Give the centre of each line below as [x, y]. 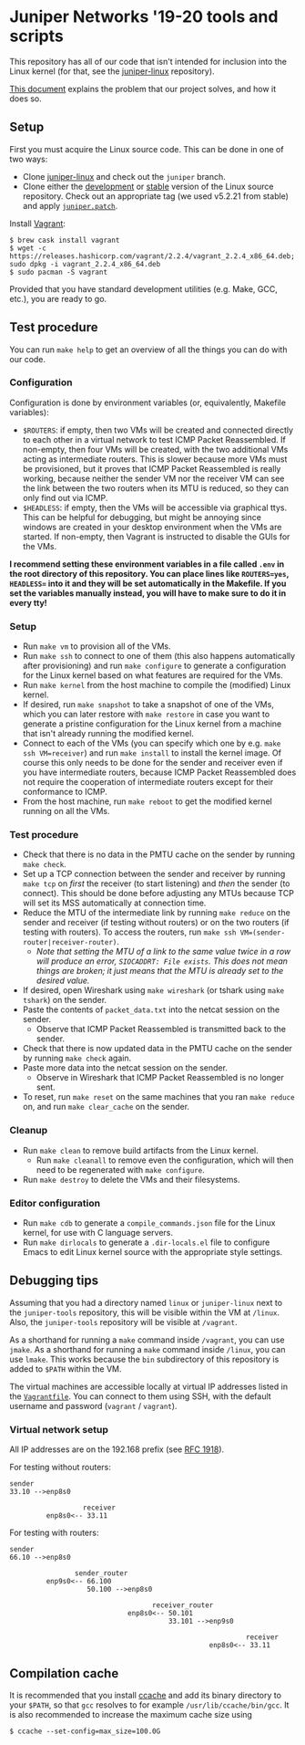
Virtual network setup [59, 1429]
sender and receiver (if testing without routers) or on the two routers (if [156, 923]
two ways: [29, 159]
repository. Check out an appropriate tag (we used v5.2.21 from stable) [156, 196]
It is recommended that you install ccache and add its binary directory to [146, 1695]
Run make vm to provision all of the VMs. [97, 646]
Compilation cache [64, 1673]
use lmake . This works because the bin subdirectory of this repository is [144, 1359]
